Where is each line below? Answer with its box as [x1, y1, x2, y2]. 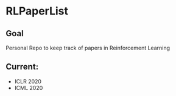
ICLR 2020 [14, 77, 42, 85]
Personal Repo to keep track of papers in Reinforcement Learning [5, 44, 171, 51]
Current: [5, 62, 39, 72]
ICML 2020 [14, 84, 43, 91]
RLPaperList [5, 4, 68, 18]
